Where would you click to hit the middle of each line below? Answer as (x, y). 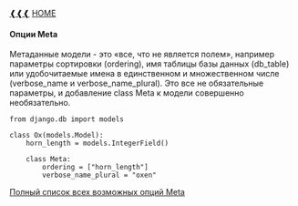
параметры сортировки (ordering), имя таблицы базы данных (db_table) (149, 64)
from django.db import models (67, 119)
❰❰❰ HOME (33, 13)
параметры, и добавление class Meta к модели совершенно (127, 93)
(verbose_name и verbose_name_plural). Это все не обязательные (137, 83)
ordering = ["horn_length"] (95, 168)
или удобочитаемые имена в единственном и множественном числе (144, 74)
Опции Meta (34, 34)
